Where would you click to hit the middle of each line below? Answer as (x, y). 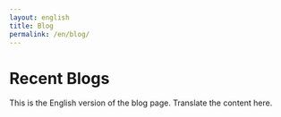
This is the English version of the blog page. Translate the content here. (141, 103)
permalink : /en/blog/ (50, 34)
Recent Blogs (60, 78)
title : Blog (31, 26)
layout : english (39, 17)
